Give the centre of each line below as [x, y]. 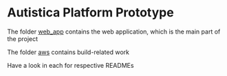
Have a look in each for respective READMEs [71, 65]
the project [23, 38]
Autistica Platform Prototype [90, 13]
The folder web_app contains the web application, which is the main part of [114, 31]
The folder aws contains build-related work [68, 52]
